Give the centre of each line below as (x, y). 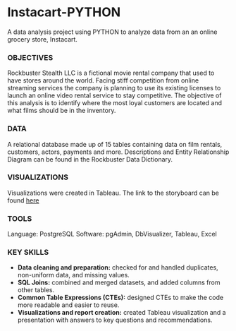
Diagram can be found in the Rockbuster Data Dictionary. (90, 159)
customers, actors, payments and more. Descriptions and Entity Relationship (118, 152)
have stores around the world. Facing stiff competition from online (103, 80)
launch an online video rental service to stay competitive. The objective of (114, 95)
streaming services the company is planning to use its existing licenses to (114, 88)
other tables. (36, 290)
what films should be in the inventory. (62, 111)
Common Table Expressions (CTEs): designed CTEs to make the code (120, 298)
